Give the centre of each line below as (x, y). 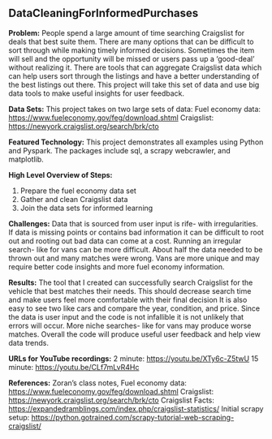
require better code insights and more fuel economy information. (117, 266)
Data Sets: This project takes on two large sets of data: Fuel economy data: (135, 109)
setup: (19, 417)
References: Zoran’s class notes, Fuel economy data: (97, 383)
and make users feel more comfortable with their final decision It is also (128, 299)
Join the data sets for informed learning (86, 208)
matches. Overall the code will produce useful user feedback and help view (135, 334)
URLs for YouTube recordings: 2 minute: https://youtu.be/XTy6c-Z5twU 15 (134, 358)
